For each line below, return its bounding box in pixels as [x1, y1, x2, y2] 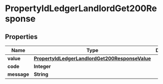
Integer [33, 63, 51, 69]
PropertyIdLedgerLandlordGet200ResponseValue [33, 55, 151, 62]
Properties [5, 33, 38, 41]
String [33, 71, 49, 78]
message [7, 71, 29, 78]
